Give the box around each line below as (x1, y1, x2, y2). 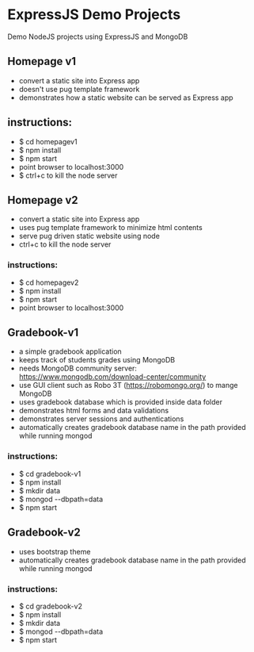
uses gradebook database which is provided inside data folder (18, 397, 223, 407)
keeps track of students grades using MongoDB (18, 355, 176, 365)
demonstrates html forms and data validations (18, 406, 169, 416)
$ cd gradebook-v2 (18, 601, 82, 611)
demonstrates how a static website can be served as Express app (18, 93, 234, 102)
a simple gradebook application (18, 347, 122, 356)
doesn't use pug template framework (18, 84, 140, 94)
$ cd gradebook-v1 (18, 469, 82, 478)
